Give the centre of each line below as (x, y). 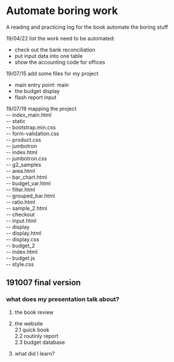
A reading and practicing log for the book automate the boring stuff (87, 27)
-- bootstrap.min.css (31, 127)
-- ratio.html (21, 202)
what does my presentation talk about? (63, 299)
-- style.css (20, 264)
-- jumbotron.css (26, 158)
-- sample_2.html (27, 208)
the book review (34, 312)
